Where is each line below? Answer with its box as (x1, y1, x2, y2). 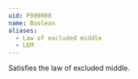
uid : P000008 (8, 11, 52, 20)
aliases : (8, 26, 38, 34)
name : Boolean (8, 19, 56, 27)
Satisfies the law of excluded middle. (8, 63, 130, 73)
